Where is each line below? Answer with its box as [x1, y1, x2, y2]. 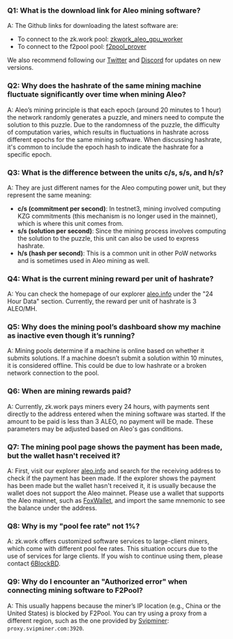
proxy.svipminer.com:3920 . [7, 624, 84, 632]
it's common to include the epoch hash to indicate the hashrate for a [7, 143, 204, 151]
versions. [7, 64, 33, 72]
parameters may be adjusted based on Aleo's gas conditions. [7, 424, 183, 433]
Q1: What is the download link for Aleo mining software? [7, 6, 201, 15]
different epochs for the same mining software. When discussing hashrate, [7, 135, 222, 143]
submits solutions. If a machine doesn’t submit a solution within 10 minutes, [7, 354, 224, 362]
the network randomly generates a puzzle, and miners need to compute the [7, 113, 225, 121]
